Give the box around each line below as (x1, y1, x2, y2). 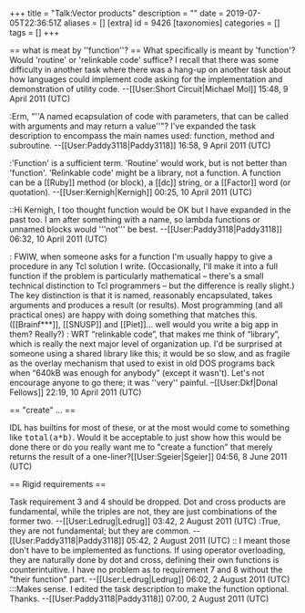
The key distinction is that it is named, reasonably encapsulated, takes (9, 290, 273, 300)
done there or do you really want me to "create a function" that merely (9, 442, 273, 452)
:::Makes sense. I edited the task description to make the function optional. (9, 584, 290, 594)
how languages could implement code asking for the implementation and (9, 74, 283, 85)
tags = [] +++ (9, 27, 60, 37)
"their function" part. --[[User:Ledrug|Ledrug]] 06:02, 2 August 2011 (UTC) (9, 574, 290, 585)
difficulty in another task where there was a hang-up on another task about (9, 64, 291, 75)
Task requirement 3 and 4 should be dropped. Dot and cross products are (9, 496, 287, 507)
